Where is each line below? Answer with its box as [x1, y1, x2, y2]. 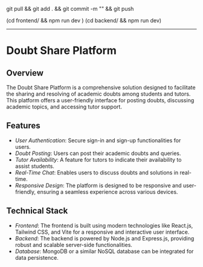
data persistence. [14, 254, 59, 261]
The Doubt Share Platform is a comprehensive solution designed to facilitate [6, 84, 196, 91]
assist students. [14, 162, 54, 170]
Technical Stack [6, 206, 68, 216]
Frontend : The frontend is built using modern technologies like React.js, [14, 222, 193, 229]
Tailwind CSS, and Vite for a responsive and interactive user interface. [14, 228, 190, 236]
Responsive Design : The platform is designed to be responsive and [14, 182, 182, 189]
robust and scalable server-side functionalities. [14, 241, 133, 248]
